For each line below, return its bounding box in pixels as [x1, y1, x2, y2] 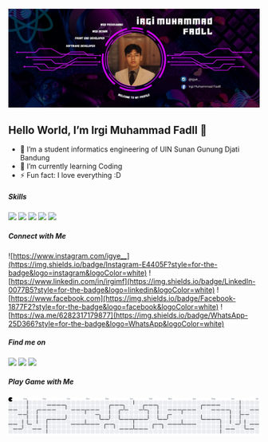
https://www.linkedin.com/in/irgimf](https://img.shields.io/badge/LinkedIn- [10, 277, 256, 286]
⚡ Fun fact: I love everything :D [19, 171, 121, 180]
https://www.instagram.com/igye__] [13, 251, 130, 261]
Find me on [8, 337, 46, 347]
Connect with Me [8, 231, 66, 240]
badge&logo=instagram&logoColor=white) [8, 268, 148, 278]
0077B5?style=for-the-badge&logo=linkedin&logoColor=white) [8, 285, 215, 295]
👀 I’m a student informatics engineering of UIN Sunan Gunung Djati [19, 144, 240, 154]
